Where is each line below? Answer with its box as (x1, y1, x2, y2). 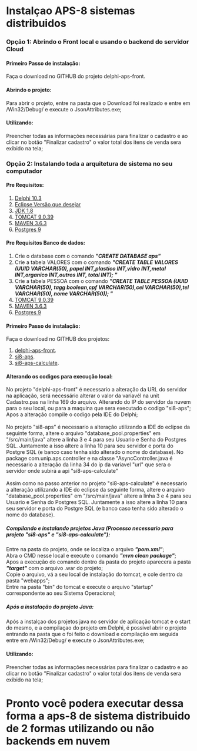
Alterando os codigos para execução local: (6, 373, 113, 380)
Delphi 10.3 (14, 195, 42, 202)
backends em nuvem (6, 734, 111, 747)
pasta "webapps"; (6, 577, 50, 584)
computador (6, 167, 42, 175)
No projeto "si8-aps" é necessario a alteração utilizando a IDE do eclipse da (6, 423, 190, 431)
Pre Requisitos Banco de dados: (6, 239, 85, 246)
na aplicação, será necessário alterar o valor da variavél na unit (6, 392, 160, 399)
